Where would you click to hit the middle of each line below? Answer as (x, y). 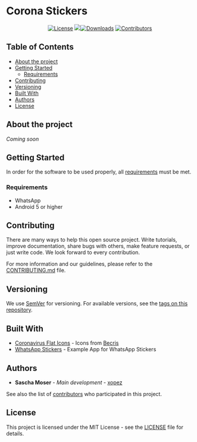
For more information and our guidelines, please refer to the (79, 264)
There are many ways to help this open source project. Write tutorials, (92, 240)
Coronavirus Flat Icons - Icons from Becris (67, 343)
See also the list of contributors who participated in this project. (84, 394)
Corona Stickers (47, 11)
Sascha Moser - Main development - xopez (68, 382)
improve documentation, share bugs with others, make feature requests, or (98, 246)
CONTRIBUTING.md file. (36, 270)
